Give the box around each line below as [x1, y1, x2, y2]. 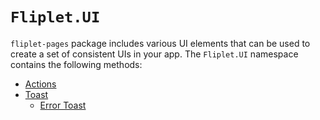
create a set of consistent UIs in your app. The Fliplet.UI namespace [10, 48, 299, 60]
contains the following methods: [10, 58, 143, 70]
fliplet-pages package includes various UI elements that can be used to [10, 37, 311, 49]
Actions [24, 78, 57, 90]
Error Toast [39, 99, 87, 111]
